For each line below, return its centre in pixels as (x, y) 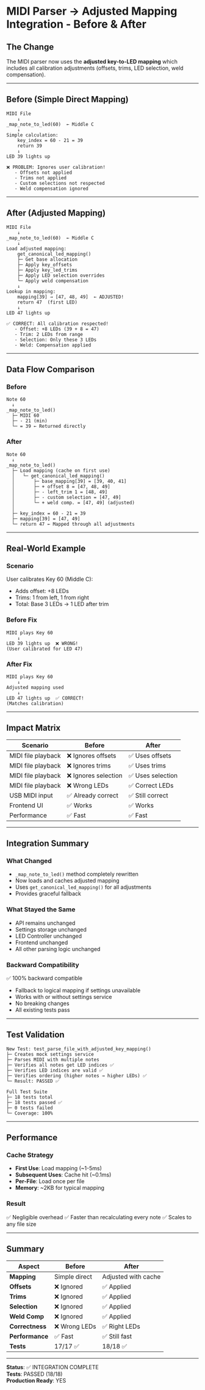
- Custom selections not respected (59, 183)
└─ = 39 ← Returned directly (49, 427)
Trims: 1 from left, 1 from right (52, 597)
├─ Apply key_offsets (45, 264)
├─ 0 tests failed (30, 1108)
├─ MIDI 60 (26, 416)
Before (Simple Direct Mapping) (68, 99)
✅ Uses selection (153, 775)
